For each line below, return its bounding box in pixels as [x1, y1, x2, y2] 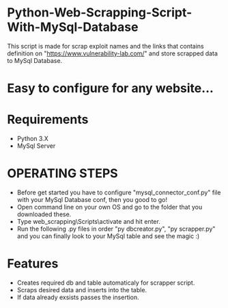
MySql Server [16, 142, 56, 150]
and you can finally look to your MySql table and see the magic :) [16, 232, 200, 240]
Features [7, 256, 59, 272]
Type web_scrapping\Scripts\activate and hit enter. [16, 218, 160, 225]
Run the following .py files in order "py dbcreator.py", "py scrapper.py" [16, 224, 216, 233]
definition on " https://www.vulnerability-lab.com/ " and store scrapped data [7, 49, 218, 57]
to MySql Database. [7, 56, 63, 64]
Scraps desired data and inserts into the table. [16, 285, 147, 294]
